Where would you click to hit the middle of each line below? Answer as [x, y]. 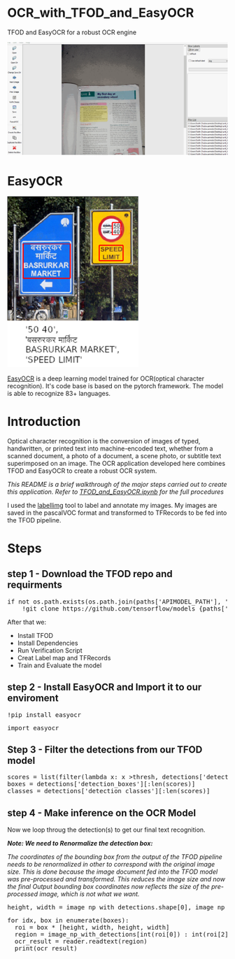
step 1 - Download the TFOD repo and [90, 574]
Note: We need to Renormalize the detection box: [80, 844]
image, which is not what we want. [90, 894]
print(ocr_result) [46, 949]
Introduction [44, 421]
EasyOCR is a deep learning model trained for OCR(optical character [106, 378]
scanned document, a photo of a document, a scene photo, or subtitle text [114, 455]
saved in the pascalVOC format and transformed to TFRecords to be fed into [117, 513]
